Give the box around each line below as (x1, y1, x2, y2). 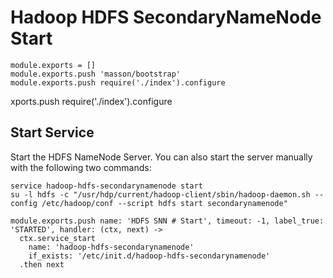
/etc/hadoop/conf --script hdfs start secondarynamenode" (41, 198, 288, 208)
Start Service (10, 124, 95, 141)
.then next (19, 259, 65, 270)
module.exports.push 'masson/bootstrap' (10, 69, 182, 79)
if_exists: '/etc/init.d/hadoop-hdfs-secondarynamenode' (28, 251, 271, 261)
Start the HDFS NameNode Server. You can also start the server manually (10, 151, 313, 163)
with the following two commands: (10, 161, 152, 173)
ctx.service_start (19, 233, 97, 243)
